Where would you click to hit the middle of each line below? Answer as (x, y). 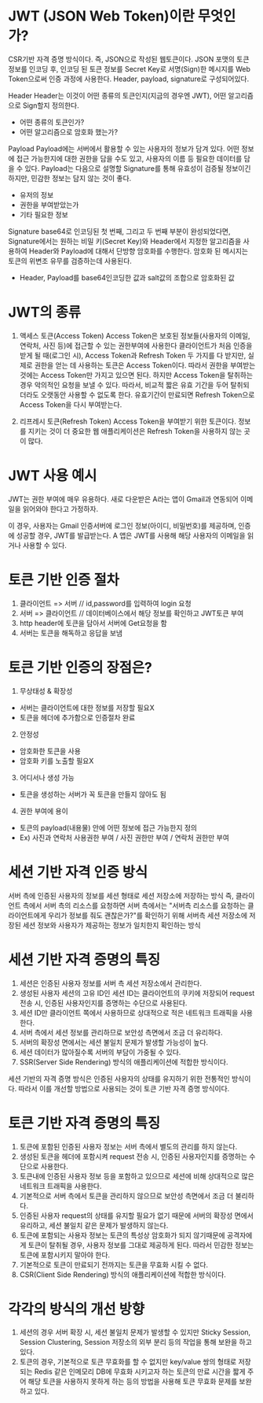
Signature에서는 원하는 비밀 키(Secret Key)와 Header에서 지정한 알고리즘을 (125, 241)
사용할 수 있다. (44, 545)
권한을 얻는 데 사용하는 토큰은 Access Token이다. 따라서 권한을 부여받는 (145, 365)
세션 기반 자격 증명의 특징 (84, 959)
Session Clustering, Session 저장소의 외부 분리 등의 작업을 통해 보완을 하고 (136, 1342)
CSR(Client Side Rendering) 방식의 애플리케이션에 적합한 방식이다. (122, 1274)
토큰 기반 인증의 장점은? (80, 667)
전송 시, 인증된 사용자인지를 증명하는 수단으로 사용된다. (103, 1003)
